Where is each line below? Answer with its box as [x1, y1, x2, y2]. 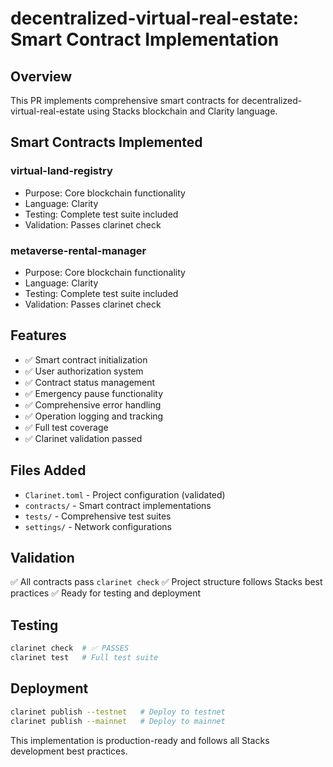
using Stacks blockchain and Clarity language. [86, 105, 278, 117]
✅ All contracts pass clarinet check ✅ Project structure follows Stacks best [10, 576, 323, 588]
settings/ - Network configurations [24, 520, 173, 532]
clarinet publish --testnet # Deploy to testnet [10, 707, 226, 717]
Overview [10, 68, 73, 85]
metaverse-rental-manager [10, 243, 147, 257]
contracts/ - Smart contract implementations [24, 499, 212, 511]
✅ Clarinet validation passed [24, 432, 143, 444]
